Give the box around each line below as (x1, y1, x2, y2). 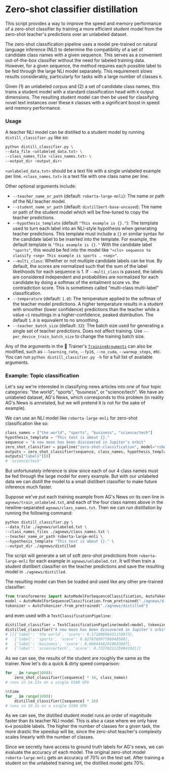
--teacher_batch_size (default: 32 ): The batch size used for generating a (12, 322, 163, 328)
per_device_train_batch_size (12, 334, 74, 339)
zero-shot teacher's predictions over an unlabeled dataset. (5, 31, 128, 37)
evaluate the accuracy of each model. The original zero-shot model (5, 749, 146, 755)
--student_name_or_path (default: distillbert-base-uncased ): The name (12, 203, 162, 209)
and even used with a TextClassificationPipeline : (5, 612, 111, 619)
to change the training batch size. (75, 333, 145, 339)
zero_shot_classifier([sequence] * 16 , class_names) (14, 675, 128, 681)
